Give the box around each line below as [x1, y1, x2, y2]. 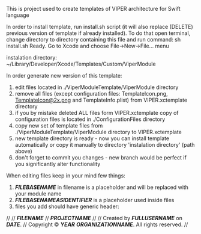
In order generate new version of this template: [6, 72, 122, 79]
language [6, 11, 29, 19]
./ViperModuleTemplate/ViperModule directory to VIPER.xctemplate [14, 129, 182, 135]
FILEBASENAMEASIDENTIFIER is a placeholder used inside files [14, 197, 175, 203]
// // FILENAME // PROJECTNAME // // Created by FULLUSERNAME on [6, 215, 183, 221]
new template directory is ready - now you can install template [14, 135, 170, 142]
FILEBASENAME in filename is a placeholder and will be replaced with [14, 183, 189, 191]
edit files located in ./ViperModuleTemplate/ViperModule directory [14, 84, 179, 91]
